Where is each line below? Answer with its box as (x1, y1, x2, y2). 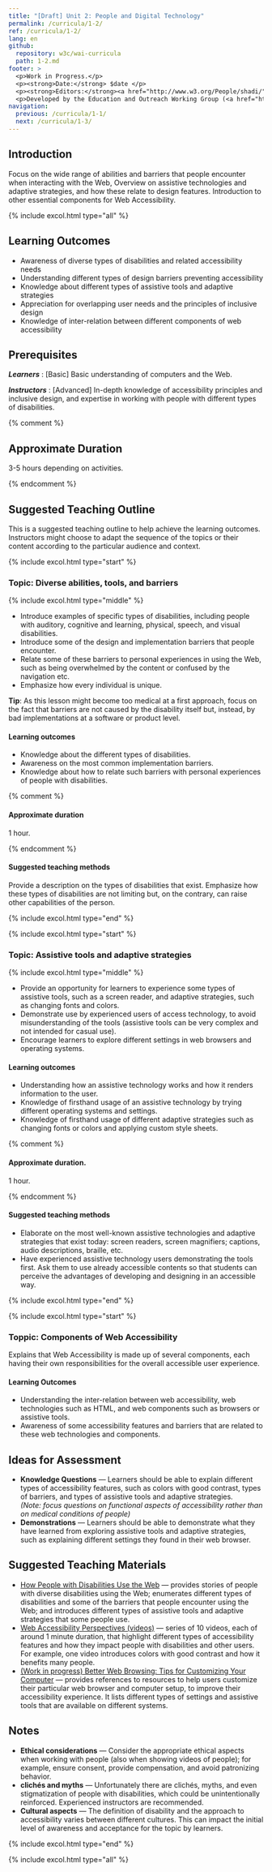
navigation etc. (19, 672, 70, 681)
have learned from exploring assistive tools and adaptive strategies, (19, 1526, 247, 1536)
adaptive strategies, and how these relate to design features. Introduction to (8, 186, 261, 195)
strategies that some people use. (19, 1614, 130, 1624)
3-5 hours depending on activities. (8, 463, 124, 473)
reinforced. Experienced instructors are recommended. (19, 1797, 204, 1807)
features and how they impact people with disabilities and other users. (19, 1640, 255, 1650)
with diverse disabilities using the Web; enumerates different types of (19, 1588, 253, 1598)
